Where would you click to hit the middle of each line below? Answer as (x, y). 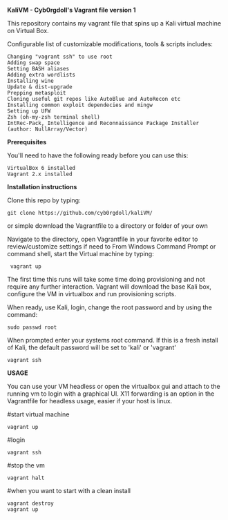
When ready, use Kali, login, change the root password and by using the (110, 307)
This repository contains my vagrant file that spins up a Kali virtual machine (114, 23)
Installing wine (30, 81)
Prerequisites (27, 142)
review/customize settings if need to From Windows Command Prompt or (112, 247)
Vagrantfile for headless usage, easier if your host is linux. (90, 401)
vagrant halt (26, 478)
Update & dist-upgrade (40, 87)
